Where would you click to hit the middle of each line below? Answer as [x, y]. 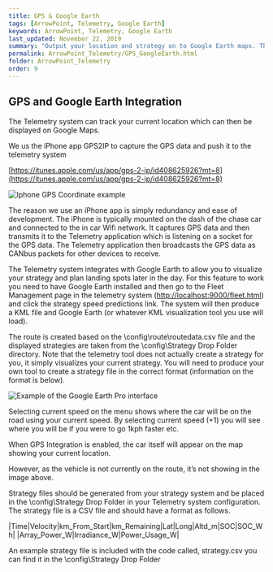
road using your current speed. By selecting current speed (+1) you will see [134, 420]
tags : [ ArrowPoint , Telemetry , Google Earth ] [87, 24]
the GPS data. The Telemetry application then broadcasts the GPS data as [132, 245]
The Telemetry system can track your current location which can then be [130, 121]
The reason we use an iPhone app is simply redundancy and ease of [123, 210]
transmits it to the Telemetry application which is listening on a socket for [131, 236]
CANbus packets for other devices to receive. [84, 253]
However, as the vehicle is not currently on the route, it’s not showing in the [134, 469]
